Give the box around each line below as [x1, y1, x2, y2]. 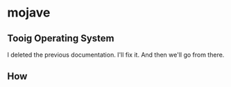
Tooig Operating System [7, 32, 114, 44]
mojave [7, 5, 51, 21]
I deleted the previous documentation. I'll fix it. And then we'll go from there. [7, 50, 225, 59]
